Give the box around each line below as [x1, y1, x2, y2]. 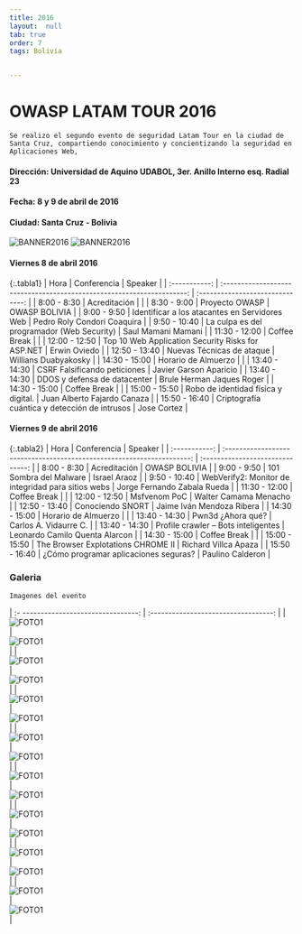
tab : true [9, 30, 47, 39]
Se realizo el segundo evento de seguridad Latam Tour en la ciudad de [9, 132, 284, 141]
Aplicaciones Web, [9, 147, 78, 156]
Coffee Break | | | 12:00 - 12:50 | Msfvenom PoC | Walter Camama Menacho [9, 491, 291, 502]
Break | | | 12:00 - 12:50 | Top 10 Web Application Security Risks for [9, 335, 259, 346]
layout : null [9, 22, 63, 31]
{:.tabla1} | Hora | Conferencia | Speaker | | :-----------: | [9, 277, 219, 289]
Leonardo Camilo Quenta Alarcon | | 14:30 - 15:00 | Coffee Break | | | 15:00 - [9, 529, 292, 540]
